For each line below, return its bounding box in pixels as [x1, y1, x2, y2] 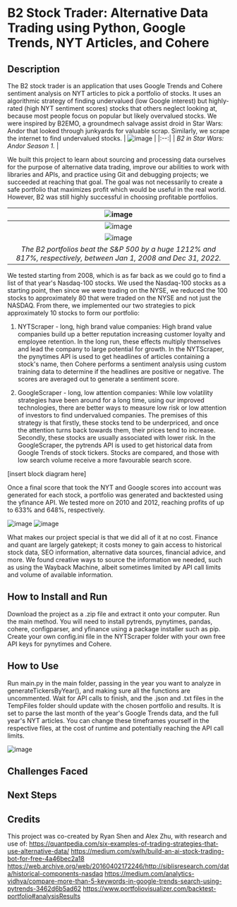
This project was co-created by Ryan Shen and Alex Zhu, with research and [7, 832, 227, 841]
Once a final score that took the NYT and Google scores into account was [7, 483, 221, 492]
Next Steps [7, 789, 57, 801]
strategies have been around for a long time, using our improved [17, 396, 205, 404]
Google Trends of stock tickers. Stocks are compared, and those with [17, 449, 220, 456]
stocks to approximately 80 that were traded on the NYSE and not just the [7, 294, 221, 302]
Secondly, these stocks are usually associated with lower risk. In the [17, 434, 217, 442]
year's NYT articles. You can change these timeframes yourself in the [7, 716, 209, 724]
